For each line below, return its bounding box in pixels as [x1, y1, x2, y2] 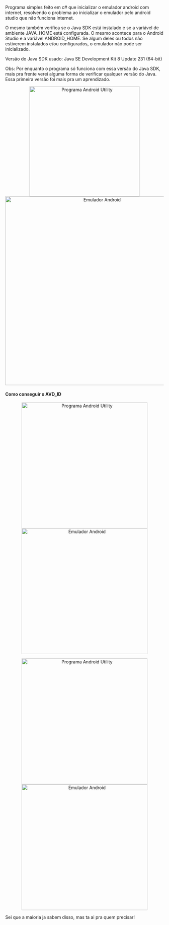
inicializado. [5, 46, 30, 52]
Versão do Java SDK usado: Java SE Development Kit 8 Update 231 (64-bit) [5, 56, 162, 62]
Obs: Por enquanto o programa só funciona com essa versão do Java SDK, [5, 65, 161, 71]
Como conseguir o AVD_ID [5, 391, 62, 397]
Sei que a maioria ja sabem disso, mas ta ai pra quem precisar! [5, 914, 135, 920]
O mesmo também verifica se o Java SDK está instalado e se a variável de [5, 25, 159, 31]
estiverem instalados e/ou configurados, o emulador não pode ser [5, 41, 142, 47]
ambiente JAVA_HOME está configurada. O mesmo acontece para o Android [5, 30, 163, 36]
